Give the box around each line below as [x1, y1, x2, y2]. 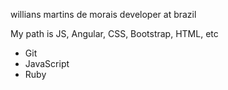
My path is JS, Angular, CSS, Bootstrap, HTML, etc [10, 28, 219, 39]
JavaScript [24, 58, 70, 69]
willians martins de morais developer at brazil [10, 9, 197, 20]
